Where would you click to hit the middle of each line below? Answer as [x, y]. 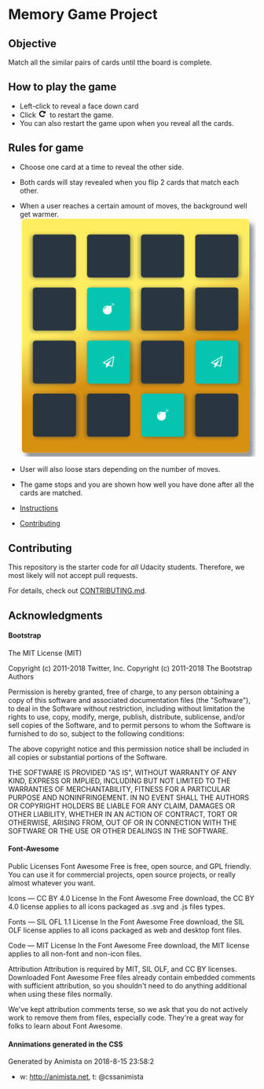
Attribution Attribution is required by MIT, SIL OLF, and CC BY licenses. [123, 969]
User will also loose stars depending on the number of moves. [120, 469]
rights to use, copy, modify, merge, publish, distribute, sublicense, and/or [126, 716]
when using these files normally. [60, 994]
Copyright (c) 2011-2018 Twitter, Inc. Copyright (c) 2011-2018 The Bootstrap [130, 668]
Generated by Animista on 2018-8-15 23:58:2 [81, 1061]
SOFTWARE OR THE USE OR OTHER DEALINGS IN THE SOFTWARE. [118, 830]
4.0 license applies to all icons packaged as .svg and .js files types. [117, 907]
